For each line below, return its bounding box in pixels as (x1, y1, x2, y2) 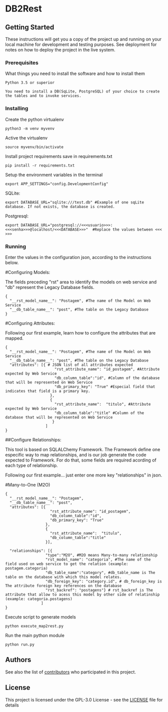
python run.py (5, 642, 35, 647)
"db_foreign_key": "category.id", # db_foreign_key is (45, 578, 162, 584)
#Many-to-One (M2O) (5, 481, 50, 487)
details (5, 702, 19, 708)
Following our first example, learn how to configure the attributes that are (5, 329, 156, 335)
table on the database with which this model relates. (5, 574, 122, 579)
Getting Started (5, 23, 54, 31)
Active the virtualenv (5, 134, 48, 140)
